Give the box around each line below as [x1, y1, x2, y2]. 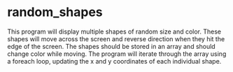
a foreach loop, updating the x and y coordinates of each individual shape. [7, 57, 222, 65]
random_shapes [7, 4, 103, 20]
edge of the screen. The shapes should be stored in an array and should [7, 42, 216, 50]
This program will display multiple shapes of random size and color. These [7, 27, 222, 36]
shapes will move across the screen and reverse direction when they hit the [7, 34, 225, 43]
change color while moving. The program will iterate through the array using [7, 50, 227, 58]
